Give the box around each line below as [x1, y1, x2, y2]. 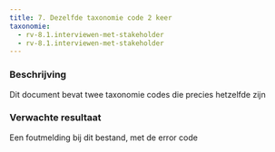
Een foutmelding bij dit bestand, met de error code [9, 132, 198, 143]
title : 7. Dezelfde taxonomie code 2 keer [9, 13, 172, 23]
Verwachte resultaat [9, 111, 102, 124]
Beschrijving [9, 69, 66, 81]
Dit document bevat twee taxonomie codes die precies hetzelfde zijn [9, 89, 266, 100]
